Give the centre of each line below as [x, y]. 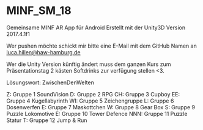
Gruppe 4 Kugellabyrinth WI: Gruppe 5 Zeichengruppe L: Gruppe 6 [90, 101]
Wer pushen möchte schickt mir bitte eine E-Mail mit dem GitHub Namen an [102, 46]
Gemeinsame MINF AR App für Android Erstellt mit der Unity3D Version [96, 27]
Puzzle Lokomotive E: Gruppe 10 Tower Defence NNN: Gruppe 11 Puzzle [97, 114]
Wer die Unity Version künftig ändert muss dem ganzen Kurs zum [89, 64]
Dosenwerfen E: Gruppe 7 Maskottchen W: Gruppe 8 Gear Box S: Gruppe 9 [101, 107]
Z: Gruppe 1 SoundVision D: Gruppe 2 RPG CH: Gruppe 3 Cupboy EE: [93, 94]
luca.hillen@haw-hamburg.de [43, 52]
